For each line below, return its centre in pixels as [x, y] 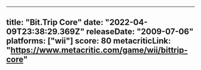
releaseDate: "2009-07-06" [140, 32]
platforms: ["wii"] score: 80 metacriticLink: [89, 41]
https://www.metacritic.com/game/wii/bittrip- [99, 50]
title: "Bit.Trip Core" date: [55, 22]
